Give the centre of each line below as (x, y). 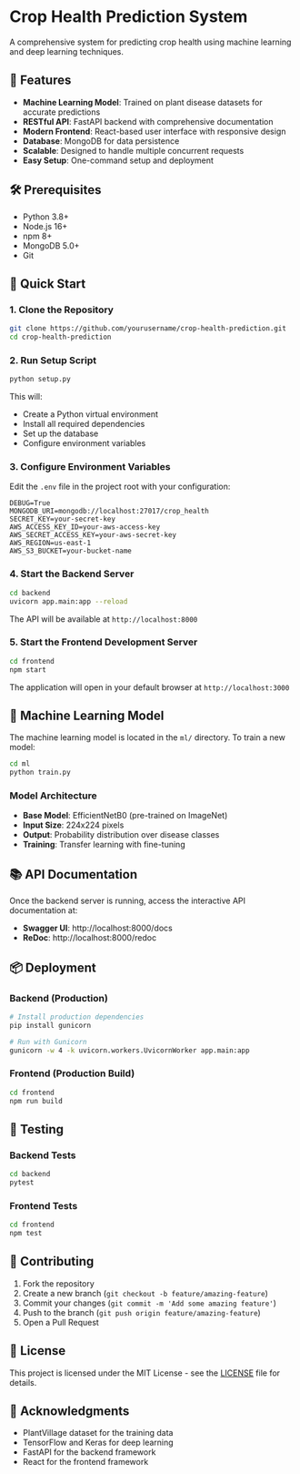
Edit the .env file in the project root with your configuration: (120, 487)
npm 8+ (37, 236)
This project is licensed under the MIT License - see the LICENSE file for (145, 1373)
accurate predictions (61, 112)
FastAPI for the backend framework (89, 1452)
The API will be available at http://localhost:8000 (104, 619)
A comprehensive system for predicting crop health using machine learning (150, 42)
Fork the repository (59, 1283)
